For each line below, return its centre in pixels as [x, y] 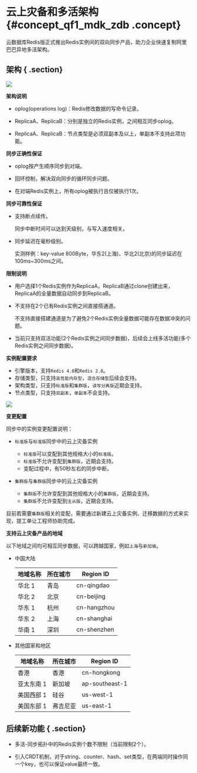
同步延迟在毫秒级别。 [40, 241]
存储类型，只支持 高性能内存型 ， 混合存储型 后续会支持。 [77, 378]
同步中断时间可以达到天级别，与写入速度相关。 [71, 228]
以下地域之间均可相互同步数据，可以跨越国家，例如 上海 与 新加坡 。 [84, 546]
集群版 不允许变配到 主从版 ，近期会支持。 [70, 500]
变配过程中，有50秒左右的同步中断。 [68, 468]
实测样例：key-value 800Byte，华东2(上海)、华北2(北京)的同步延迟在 [98, 253]
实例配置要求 [21, 358]
